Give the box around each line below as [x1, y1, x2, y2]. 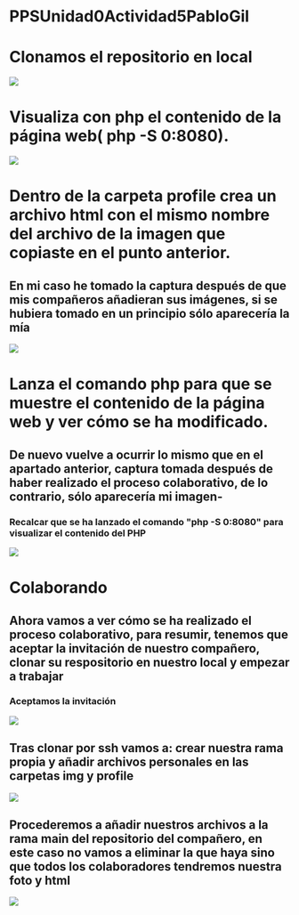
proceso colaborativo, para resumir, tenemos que [9, 627, 289, 642]
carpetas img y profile [9, 768, 134, 784]
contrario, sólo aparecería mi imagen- [9, 489, 223, 504]
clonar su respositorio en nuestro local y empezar [9, 654, 290, 669]
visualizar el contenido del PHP [9, 527, 147, 539]
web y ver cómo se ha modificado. [9, 412, 269, 433]
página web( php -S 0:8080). [9, 126, 230, 146]
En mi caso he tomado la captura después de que [9, 278, 287, 293]
